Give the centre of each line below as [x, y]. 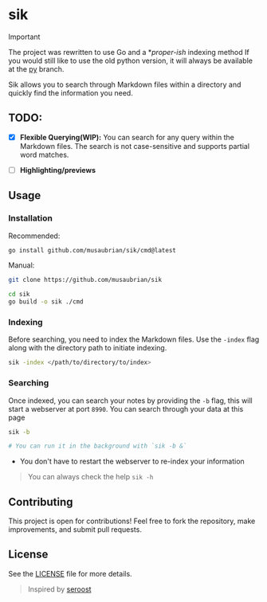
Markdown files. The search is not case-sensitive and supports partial [134, 146]
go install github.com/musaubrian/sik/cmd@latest [92, 250]
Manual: [22, 265]
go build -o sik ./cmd [46, 302]
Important [24, 37]
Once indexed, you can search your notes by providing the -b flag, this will [130, 401]
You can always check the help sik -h [90, 477]
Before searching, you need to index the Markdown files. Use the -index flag [134, 339]
